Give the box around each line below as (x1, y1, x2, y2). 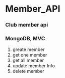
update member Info (12, 63, 55, 69)
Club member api (5, 21, 48, 29)
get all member (12, 57, 44, 64)
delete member (12, 68, 44, 74)
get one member (12, 52, 47, 58)
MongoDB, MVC (5, 35, 45, 42)
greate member (12, 46, 45, 53)
